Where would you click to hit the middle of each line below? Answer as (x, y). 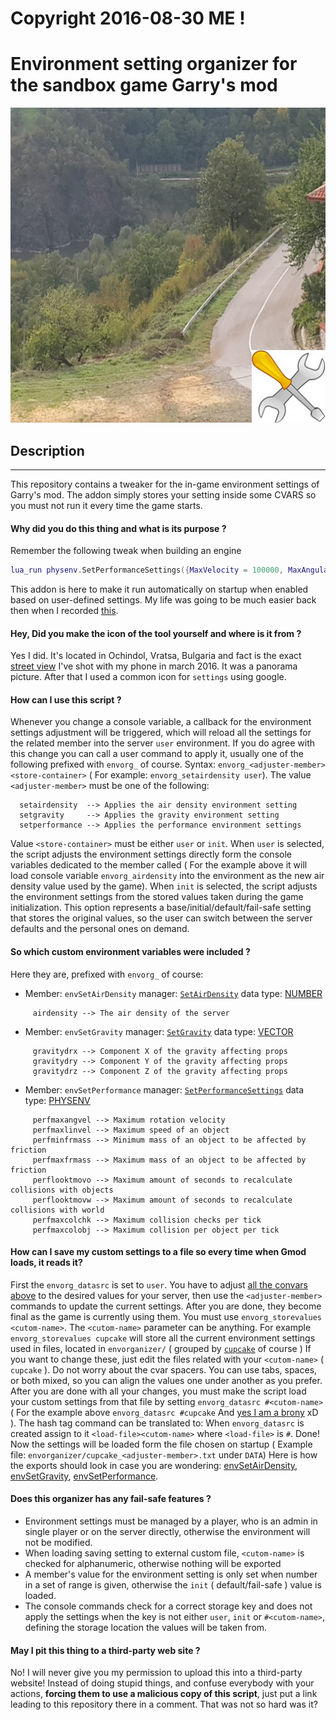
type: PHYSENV (57, 1100)
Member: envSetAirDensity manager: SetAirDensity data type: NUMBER (173, 993)
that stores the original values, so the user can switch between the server (161, 918)
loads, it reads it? (46, 1263)
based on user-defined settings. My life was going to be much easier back (163, 600)
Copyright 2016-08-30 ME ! (128, 18)
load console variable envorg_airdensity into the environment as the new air (167, 876)
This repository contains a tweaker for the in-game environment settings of (165, 484)
